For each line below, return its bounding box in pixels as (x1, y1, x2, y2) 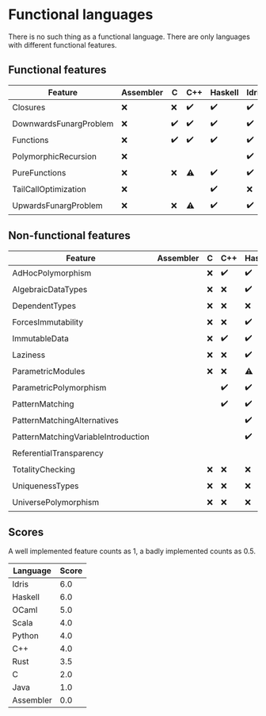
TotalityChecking (12, 464, 75, 475)
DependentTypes (12, 300, 77, 311)
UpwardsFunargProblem (12, 200, 103, 211)
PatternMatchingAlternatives (12, 415, 119, 426)
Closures (12, 102, 46, 113)
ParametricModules (12, 366, 85, 377)
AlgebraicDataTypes (12, 284, 88, 295)
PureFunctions (12, 167, 66, 179)
